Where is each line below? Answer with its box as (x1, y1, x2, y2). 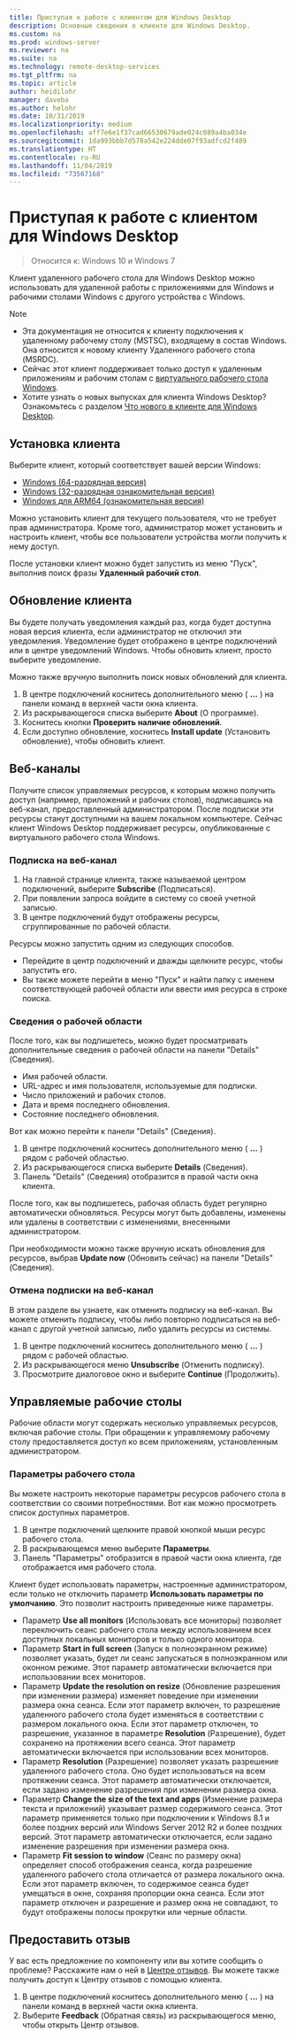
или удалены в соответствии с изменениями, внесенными (9, 1216, 231, 1227)
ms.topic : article (9, 79, 77, 88)
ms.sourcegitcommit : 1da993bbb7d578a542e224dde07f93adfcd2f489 (9, 136, 247, 145)
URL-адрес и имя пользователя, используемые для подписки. (21, 1081, 258, 1092)
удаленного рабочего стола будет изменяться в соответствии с (21, 1709, 264, 1719)
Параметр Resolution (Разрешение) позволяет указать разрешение (21, 1756, 279, 1766)
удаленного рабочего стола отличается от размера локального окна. (21, 1869, 285, 1880)
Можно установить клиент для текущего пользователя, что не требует (9, 513, 277, 523)
